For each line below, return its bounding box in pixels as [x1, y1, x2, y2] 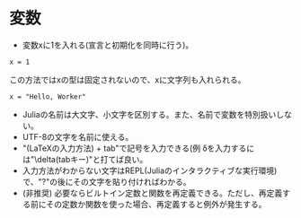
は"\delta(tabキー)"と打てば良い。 [22, 153, 148, 164]
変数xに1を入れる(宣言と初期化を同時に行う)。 [22, 39, 194, 50]
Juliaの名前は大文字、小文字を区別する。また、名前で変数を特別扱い [22, 109, 277, 119]
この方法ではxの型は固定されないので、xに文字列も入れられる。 [9, 74, 246, 85]
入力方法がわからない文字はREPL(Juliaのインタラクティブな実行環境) [22, 165, 278, 176]
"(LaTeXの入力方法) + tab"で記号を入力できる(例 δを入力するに [22, 143, 255, 153]
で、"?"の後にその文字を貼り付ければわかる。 [22, 176, 191, 187]
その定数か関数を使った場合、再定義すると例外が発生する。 [46, 198, 267, 209]
